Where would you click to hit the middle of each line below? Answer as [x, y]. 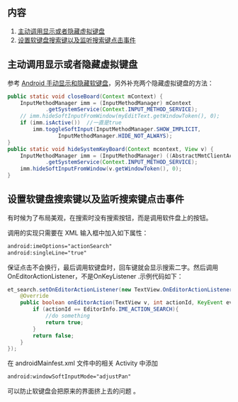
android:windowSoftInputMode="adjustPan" [69, 377]
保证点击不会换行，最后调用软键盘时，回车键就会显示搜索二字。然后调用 [113, 267]
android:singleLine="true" [47, 253]
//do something [68, 316]
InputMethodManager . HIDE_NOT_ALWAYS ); [115, 136]
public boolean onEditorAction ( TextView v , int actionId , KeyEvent [121, 303]
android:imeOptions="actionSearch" [60, 246]
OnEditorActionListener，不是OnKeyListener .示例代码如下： [95, 276]
